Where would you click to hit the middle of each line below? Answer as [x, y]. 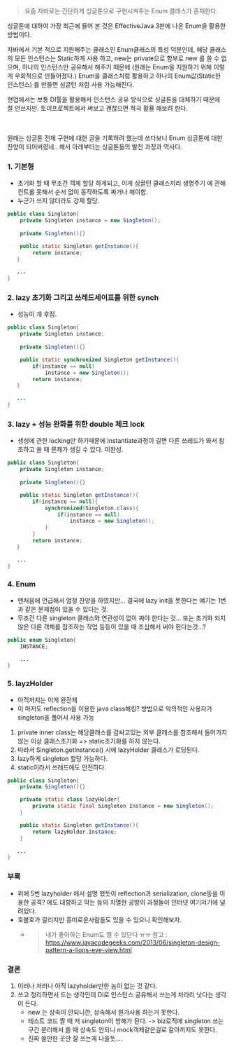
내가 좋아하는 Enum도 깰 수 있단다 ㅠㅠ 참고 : [106, 934]
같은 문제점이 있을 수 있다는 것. [67, 609]
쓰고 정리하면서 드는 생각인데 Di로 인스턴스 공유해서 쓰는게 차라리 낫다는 [116, 994]
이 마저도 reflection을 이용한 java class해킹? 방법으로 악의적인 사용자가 [115, 708]
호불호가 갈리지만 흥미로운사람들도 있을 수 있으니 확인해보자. [100, 919]
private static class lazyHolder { [70, 800]
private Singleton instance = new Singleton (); [90, 221]
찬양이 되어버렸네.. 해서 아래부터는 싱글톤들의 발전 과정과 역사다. [95, 147]
